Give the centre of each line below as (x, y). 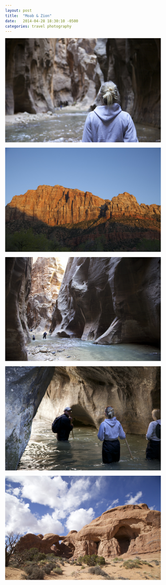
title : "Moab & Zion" (28, 16)
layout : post (19, 10)
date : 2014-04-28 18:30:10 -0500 (42, 21)
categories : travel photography (38, 26)
